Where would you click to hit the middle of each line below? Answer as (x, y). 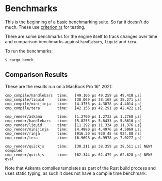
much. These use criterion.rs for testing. (45, 27)
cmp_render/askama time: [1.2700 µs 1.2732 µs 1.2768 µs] (73, 116)
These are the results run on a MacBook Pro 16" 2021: (59, 86)
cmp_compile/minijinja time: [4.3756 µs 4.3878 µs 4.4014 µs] (73, 104)
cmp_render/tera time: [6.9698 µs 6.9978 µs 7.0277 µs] (73, 138)
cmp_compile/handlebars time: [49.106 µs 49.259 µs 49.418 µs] (73, 95)
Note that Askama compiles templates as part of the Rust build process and (81, 168)
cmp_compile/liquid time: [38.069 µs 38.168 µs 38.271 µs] (73, 99)
